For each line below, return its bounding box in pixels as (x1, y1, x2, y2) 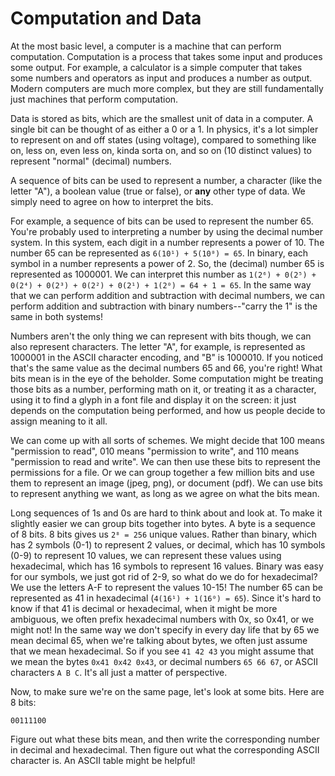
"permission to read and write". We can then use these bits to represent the (10, 455, 322, 467)
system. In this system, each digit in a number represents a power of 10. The (10, 236, 325, 248)
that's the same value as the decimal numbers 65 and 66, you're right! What (10, 362, 323, 374)
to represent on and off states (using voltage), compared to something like (10, 133, 317, 146)
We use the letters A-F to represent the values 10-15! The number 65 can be (10, 581, 323, 593)
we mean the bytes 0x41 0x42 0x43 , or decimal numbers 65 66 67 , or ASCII (10, 655, 318, 667)
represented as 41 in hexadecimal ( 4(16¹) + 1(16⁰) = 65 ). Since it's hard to (10, 592, 322, 604)
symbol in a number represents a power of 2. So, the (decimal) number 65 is (10, 257, 325, 269)
